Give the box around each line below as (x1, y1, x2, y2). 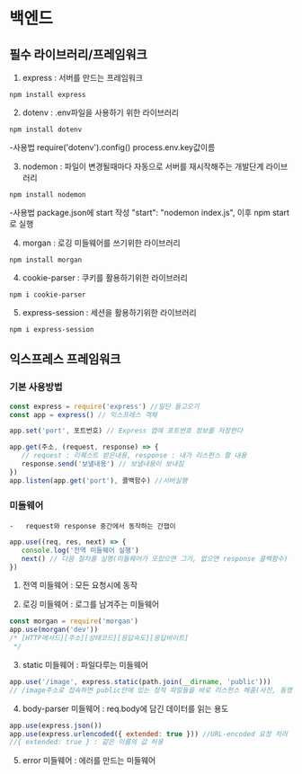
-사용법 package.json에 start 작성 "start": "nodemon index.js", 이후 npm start (9, 208, 290, 218)
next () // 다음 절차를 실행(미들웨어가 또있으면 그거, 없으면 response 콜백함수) (21, 554, 289, 563)
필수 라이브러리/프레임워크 (9, 47, 147, 62)
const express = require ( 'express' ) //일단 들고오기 (9, 402, 200, 411)
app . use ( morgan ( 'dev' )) (9, 626, 99, 635)
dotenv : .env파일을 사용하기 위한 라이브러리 (22, 107, 180, 118)
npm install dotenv (9, 125, 83, 134)
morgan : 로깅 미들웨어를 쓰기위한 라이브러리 (22, 237, 182, 248)
